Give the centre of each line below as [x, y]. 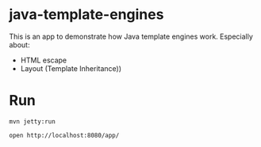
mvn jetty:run [33, 121]
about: [19, 44]
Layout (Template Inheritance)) [71, 68]
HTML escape [44, 60]
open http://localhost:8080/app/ [64, 135]
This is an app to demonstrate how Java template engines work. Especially [131, 36]
